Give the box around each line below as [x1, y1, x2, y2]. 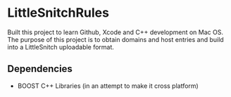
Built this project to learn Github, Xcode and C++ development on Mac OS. [7, 28, 224, 36]
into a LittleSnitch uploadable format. [7, 43, 115, 51]
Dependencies [7, 63, 73, 75]
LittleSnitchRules [7, 5, 109, 21]
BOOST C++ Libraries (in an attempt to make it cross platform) [17, 82, 199, 90]
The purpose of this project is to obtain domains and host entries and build [7, 35, 224, 43]
